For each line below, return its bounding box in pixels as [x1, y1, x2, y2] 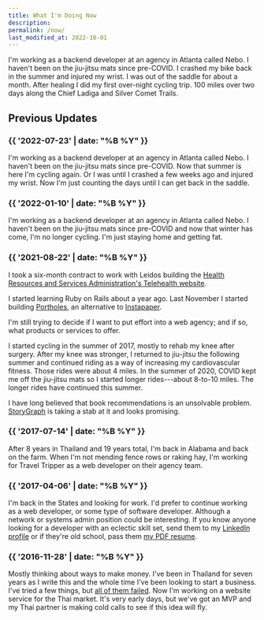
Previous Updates [8, 111, 98, 124]
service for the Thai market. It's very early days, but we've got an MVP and [8, 594, 252, 603]
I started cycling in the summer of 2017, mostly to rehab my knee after [8, 340, 235, 351]
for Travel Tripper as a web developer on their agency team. [8, 460, 203, 470]
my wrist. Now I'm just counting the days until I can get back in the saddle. [8, 178, 250, 187]
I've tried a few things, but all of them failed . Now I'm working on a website [8, 586, 251, 596]
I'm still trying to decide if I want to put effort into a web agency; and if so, [8, 317, 248, 327]
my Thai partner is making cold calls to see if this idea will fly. [8, 603, 207, 612]
